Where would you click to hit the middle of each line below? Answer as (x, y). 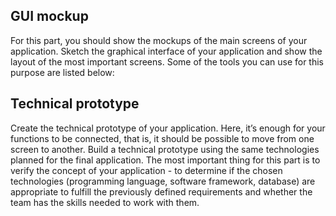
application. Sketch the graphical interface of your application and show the (166, 51)
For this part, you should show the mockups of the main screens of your (159, 40)
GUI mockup (49, 16)
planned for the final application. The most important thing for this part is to (165, 160)
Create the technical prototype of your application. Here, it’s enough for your (168, 128)
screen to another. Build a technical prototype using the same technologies (165, 149)
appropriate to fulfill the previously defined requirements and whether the (161, 191)
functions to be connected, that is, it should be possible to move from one (162, 138)
